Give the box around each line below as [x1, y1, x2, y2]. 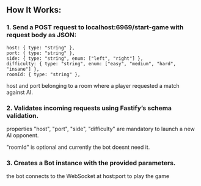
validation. [6, 111, 38, 120]
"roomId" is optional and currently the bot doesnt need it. [6, 143, 150, 151]
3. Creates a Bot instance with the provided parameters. [6, 159, 176, 167]
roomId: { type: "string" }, [6, 71, 81, 77]
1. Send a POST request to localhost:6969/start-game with [6, 23, 184, 32]
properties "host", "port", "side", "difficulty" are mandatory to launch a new [6, 125, 196, 132]
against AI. [6, 88, 34, 96]
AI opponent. [6, 131, 39, 139]
